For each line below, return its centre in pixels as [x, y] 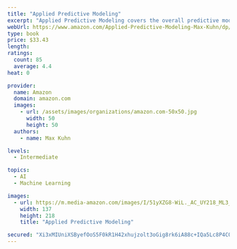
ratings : [20, 54]
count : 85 [28, 60]
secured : [20, 235]
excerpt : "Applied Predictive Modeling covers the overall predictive [113, 20]
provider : [22, 85]
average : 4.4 [33, 66]
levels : [19, 151]
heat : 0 [19, 73]
